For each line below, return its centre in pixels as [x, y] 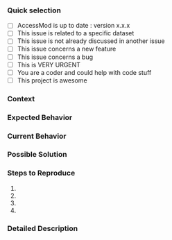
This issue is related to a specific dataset [76, 33]
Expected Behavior [40, 117]
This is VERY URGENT [49, 65]
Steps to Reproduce [41, 173]
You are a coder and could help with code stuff [84, 72]
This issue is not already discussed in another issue [91, 41]
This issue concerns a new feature [67, 49]
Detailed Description [43, 228]
